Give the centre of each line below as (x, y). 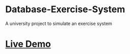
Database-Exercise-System (65, 9)
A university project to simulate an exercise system (59, 23)
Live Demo (28, 44)
